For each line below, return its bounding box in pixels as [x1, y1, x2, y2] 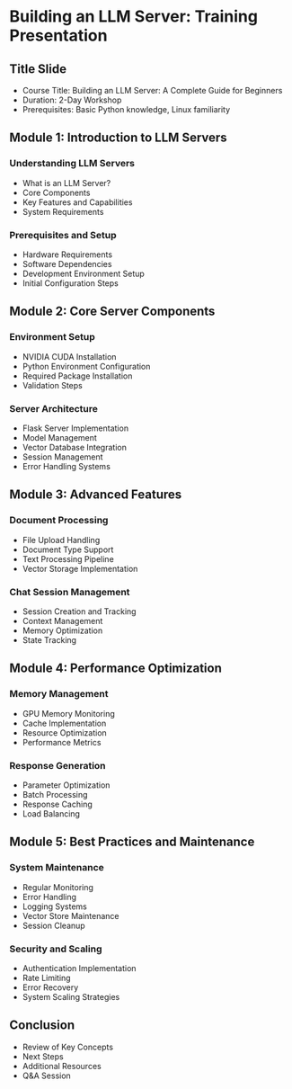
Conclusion [9, 1018, 75, 1033]
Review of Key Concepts [22, 1041, 114, 1052]
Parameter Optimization [22, 780, 111, 790]
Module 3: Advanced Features [9, 487, 182, 503]
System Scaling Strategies [22, 991, 120, 1002]
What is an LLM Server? [22, 177, 111, 188]
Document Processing [9, 514, 109, 527]
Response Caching [22, 799, 93, 809]
